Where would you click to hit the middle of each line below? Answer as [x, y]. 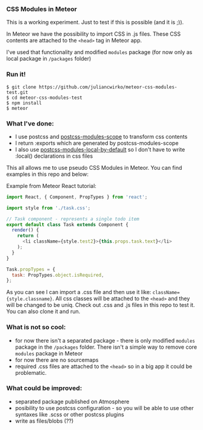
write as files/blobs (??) [44, 421]
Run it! [16, 75]
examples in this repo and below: [48, 174]
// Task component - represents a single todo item [73, 219]
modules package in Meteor [49, 353]
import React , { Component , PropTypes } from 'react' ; [77, 197]
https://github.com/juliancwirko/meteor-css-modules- [108, 87]
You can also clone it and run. [43, 312]
